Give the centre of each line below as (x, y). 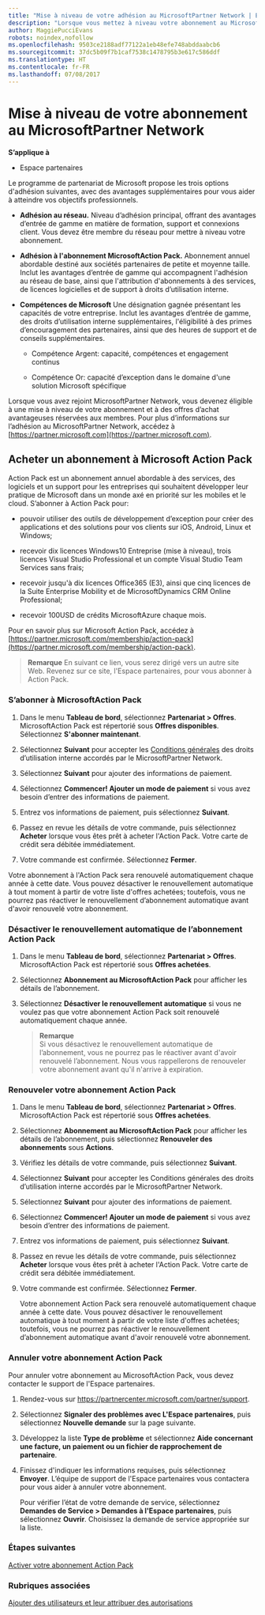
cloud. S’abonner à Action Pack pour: (69, 504)
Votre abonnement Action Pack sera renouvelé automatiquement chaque (138, 1304)
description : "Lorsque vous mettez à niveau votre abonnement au (118, 23)
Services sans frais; (52, 568)
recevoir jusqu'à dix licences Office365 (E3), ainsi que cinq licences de (135, 583)
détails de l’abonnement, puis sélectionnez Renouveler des (116, 1139)
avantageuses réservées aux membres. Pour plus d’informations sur (119, 418)
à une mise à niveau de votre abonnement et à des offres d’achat (114, 409)
